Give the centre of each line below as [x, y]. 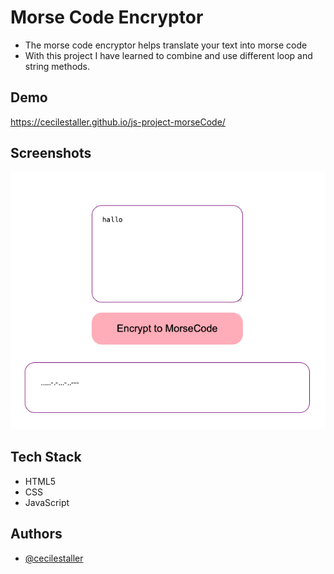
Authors [36, 534]
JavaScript [47, 502]
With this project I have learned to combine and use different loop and [168, 55]
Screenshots [51, 153]
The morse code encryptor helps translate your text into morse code [166, 45]
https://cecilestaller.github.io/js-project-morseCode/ [118, 122]
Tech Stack [46, 457]
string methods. [57, 66]
